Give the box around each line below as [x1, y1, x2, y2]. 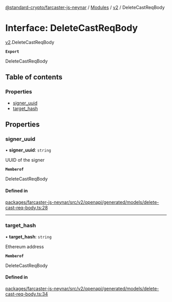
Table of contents [5, 73, 62, 81]
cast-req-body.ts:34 [5, 291, 48, 297]
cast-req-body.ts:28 [5, 204, 48, 210]
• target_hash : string [5, 233, 52, 240]
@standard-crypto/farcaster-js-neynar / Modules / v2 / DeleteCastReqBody [5, 5, 165, 10]
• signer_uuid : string [5, 147, 51, 153]
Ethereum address [5, 243, 45, 250]
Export [5, 49, 19, 54]
